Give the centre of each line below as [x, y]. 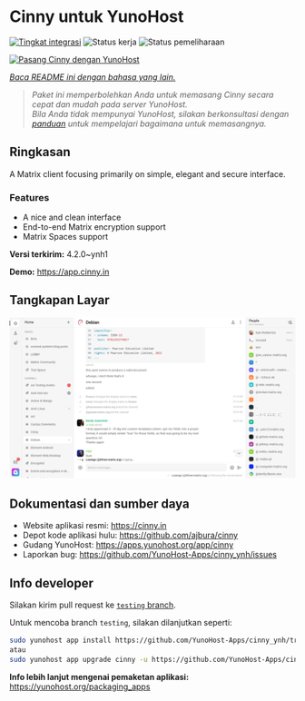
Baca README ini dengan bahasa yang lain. [93, 77]
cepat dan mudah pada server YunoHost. [109, 104]
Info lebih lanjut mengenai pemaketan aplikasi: [99, 676]
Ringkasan [40, 152]
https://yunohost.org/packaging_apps [80, 686]
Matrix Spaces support [65, 237]
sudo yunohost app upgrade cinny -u [79, 659]
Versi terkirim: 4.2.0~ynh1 [59, 254]
